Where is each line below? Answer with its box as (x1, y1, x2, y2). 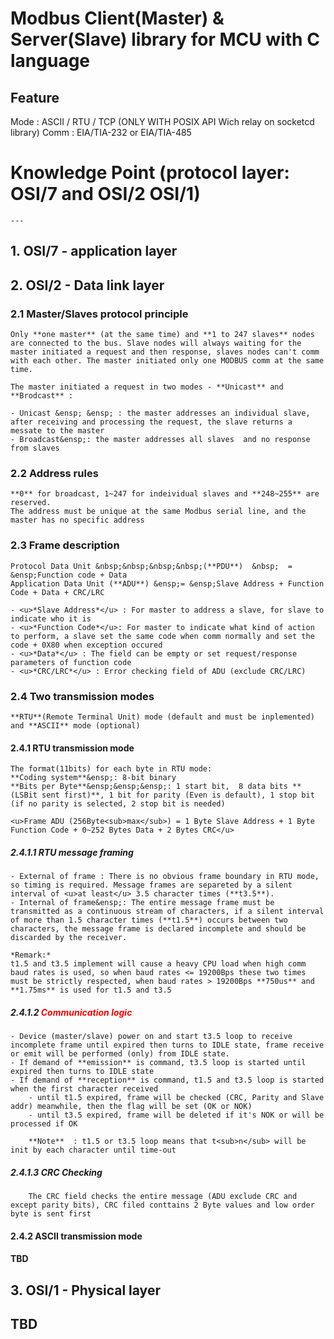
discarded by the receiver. (10, 933, 128, 943)
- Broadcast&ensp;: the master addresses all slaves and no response (10, 435, 311, 445)
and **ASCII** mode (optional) (10, 720, 141, 731)
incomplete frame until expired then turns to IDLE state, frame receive (10, 1040, 325, 1051)
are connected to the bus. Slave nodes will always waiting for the (10, 338, 302, 349)
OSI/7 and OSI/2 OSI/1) (10, 183, 201, 206)
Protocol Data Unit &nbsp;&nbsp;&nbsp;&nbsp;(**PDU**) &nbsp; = (10, 561, 293, 571)
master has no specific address (10, 515, 145, 526)
